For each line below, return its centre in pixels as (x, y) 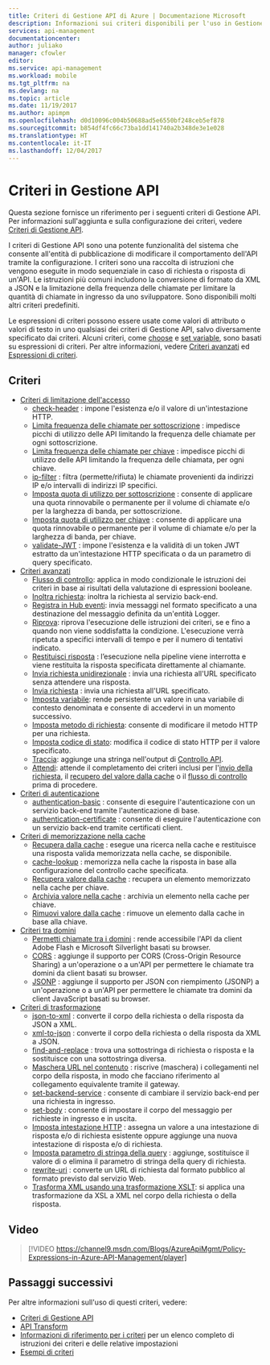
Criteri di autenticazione (59, 793)
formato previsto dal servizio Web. (89, 1179)
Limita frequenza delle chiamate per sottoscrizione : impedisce (136, 426)
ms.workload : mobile (43, 76)
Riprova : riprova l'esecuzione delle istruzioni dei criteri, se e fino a (141, 623)
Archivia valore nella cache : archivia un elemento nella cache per (141, 896)
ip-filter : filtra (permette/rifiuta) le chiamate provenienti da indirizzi (143, 477)
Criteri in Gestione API (84, 190)
